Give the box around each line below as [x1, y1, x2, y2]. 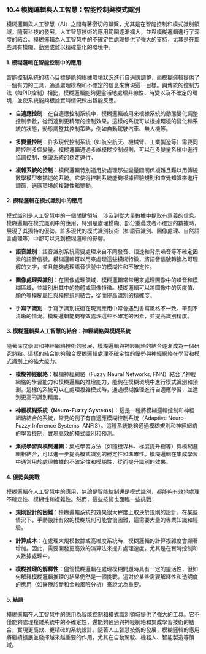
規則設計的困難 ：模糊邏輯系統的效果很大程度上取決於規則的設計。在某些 [15, 509, 198, 516]
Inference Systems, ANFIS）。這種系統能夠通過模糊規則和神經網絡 [32, 421, 198, 429]
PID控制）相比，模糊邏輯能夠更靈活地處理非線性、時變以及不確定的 [22, 89, 193, 96]
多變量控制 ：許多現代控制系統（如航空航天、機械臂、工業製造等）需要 [15, 138, 193, 145]
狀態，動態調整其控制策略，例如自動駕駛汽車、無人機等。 [26, 125, 172, 133]
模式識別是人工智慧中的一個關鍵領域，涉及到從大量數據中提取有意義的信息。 [6, 212, 200, 219]
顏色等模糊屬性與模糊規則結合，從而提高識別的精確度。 [15, 291, 155, 299]
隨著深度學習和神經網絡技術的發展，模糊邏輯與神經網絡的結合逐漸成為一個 [6, 342, 194, 349]
